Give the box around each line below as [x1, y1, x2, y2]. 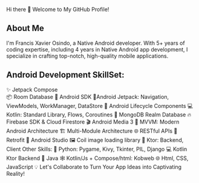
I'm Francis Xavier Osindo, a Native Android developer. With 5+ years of [6, 39, 186, 47]
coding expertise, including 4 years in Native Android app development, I [6, 45, 188, 53]
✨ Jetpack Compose [6, 85, 58, 93]
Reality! [6, 170, 25, 177]
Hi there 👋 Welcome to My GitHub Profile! [6, 6, 109, 13]
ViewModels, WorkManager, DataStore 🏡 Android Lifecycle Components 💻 [6, 102, 194, 109]
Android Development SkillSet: [6, 70, 125, 80]
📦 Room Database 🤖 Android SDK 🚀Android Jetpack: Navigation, [6, 93, 169, 100]
